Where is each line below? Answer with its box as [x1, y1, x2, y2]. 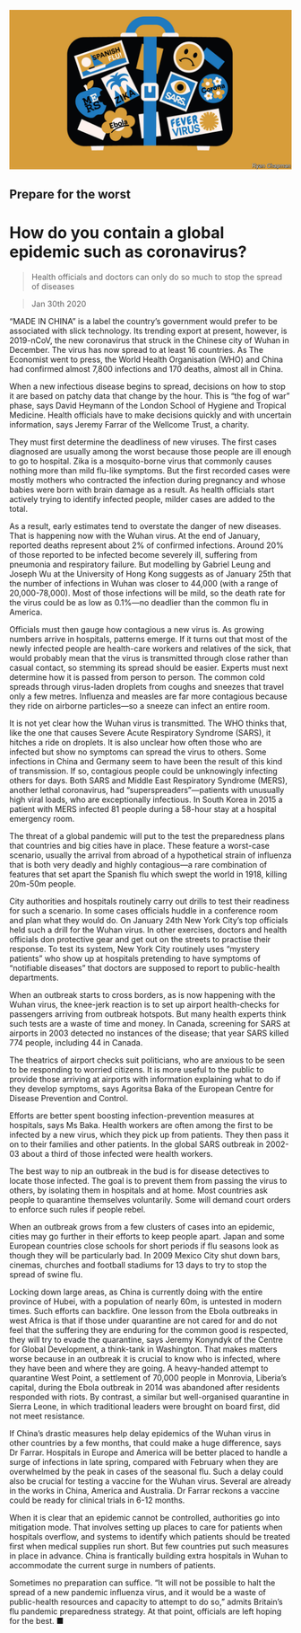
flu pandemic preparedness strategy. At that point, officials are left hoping [9, 1605, 282, 1617]
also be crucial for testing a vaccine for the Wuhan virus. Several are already [9, 1475, 292, 1487]
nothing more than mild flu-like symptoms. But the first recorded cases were [9, 464, 291, 476]
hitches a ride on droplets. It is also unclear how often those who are [9, 737, 262, 747]
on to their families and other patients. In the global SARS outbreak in [9, 1138, 264, 1150]
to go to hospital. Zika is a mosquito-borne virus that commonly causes [9, 455, 272, 466]
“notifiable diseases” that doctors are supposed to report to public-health [9, 962, 280, 973]
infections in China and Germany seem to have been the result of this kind [9, 755, 283, 766]
